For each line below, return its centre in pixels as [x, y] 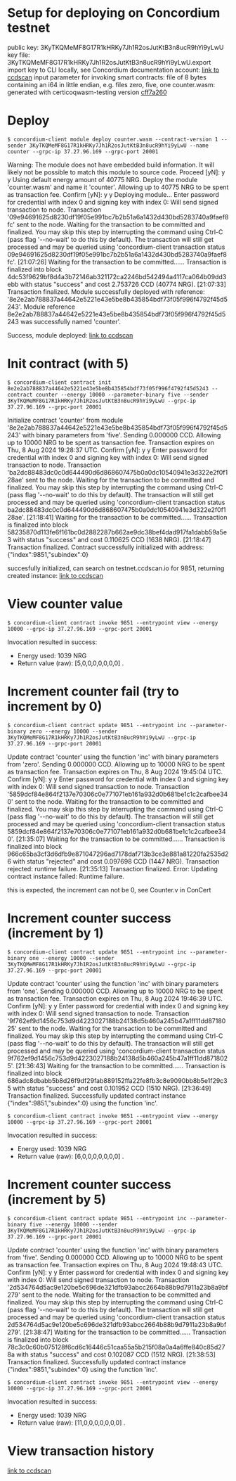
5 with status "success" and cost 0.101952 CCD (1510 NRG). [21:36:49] [110, 1088]
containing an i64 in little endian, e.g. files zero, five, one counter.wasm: [111, 84]
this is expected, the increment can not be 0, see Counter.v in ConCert [109, 890]
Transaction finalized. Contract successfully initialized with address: [106, 547]
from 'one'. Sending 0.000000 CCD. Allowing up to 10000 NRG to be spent [115, 991]
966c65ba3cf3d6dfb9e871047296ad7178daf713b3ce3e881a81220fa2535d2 [118, 854]
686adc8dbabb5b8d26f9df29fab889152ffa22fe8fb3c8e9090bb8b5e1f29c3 [118, 1080]
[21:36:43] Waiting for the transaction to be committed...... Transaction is [121, 1065]
